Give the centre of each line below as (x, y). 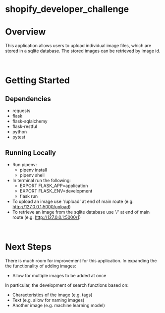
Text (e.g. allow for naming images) (48, 300)
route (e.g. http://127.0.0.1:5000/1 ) (46, 217)
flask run (29, 196)
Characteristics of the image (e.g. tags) (52, 295)
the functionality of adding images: (41, 266)
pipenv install (33, 170)
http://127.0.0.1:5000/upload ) (41, 206)
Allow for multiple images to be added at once (59, 275)
